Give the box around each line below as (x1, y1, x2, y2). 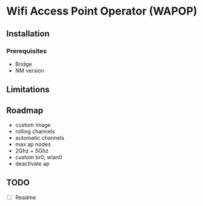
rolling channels (15, 128, 55, 135)
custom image (15, 122, 51, 129)
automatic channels (15, 134, 65, 142)
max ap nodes (15, 141, 51, 148)
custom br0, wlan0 (15, 154, 63, 161)
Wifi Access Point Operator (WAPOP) (6, 4, 198, 18)
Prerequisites (6, 47, 47, 55)
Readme (15, 193, 36, 201)
